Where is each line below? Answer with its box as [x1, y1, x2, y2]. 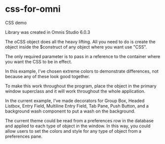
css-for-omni [5, 3, 61, 15]
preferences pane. [5, 133, 43, 139]
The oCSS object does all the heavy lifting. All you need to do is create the [5, 38, 156, 45]
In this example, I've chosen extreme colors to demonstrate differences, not [5, 68, 159, 74]
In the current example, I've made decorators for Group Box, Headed [5, 97, 145, 104]
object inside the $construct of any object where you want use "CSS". [5, 44, 147, 50]
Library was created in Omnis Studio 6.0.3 [5, 29, 90, 35]
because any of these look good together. [5, 73, 90, 79]
